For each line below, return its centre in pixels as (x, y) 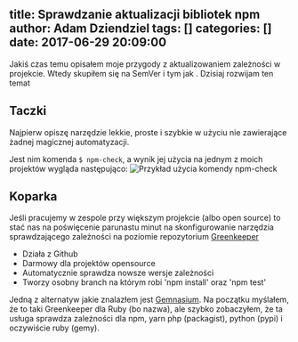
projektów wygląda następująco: (69, 168)
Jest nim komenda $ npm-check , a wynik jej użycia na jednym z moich (136, 159)
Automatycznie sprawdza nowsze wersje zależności (118, 273)
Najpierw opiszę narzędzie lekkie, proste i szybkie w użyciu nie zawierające (148, 132)
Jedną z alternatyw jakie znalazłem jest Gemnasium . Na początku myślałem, (149, 300)
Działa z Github (50, 254)
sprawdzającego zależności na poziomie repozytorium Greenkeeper (134, 237)
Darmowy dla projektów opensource (89, 264)
